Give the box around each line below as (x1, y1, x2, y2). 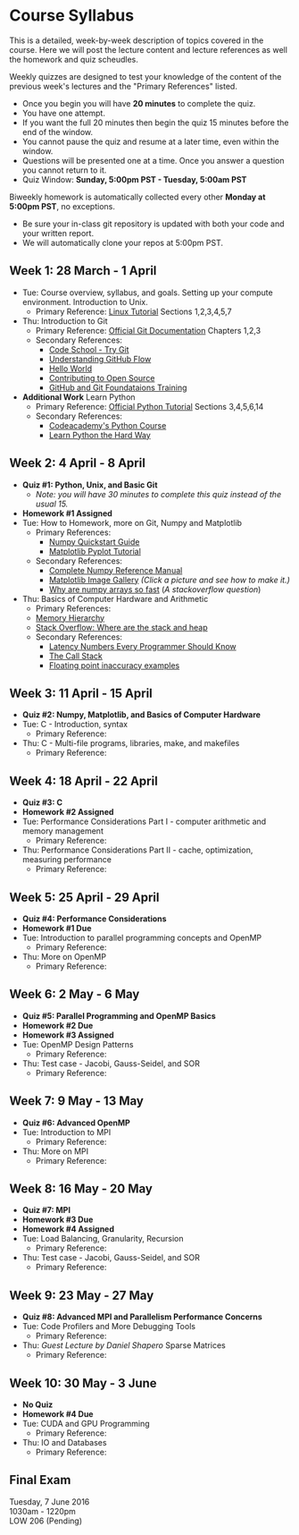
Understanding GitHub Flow (48, 353, 152, 364)
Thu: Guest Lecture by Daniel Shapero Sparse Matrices (21, 1340, 226, 1351)
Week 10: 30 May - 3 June (9, 1375, 158, 1391)
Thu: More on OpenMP (21, 952, 107, 962)
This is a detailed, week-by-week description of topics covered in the (9, 35, 264, 46)
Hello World (48, 363, 93, 374)
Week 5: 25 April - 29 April (9, 889, 160, 904)
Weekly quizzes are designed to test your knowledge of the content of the (9, 71, 282, 81)
